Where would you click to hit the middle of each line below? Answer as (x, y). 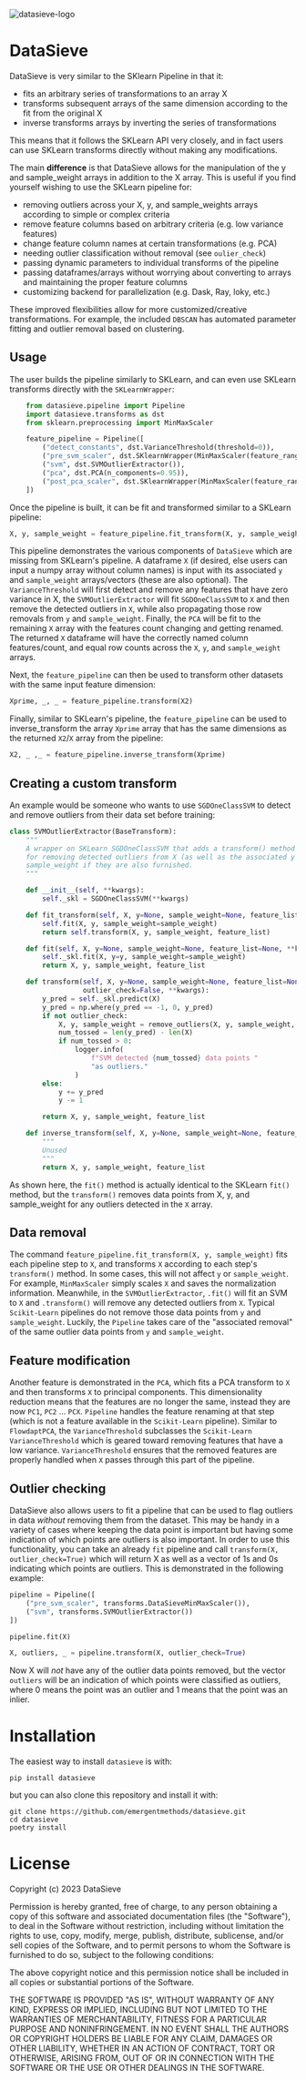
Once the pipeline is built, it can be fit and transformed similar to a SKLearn (150, 507)
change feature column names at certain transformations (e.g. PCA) (150, 243)
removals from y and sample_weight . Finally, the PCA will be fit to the (135, 618)
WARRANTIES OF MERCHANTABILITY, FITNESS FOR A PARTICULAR (138, 2019)
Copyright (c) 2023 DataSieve (65, 1889)
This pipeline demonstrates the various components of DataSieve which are (151, 551)
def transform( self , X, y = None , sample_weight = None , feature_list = (156, 982)
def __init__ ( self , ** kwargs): (85, 891)
